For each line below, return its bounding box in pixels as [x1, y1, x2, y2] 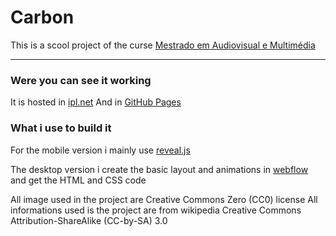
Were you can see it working [10, 73, 152, 87]
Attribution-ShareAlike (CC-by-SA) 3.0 [10, 214, 168, 226]
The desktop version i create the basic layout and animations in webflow [10, 163, 309, 175]
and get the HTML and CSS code [10, 174, 147, 186]
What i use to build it [10, 121, 112, 135]
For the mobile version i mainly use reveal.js [10, 144, 191, 156]
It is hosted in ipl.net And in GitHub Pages [10, 96, 182, 108]
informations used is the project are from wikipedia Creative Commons [10, 204, 302, 216]
